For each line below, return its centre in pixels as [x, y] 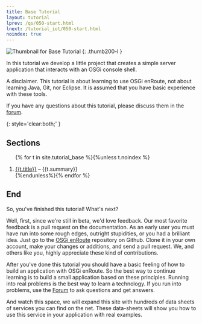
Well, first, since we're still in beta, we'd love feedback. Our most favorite [97, 220]
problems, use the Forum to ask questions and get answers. [80, 290]
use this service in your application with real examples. [74, 314]
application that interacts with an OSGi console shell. [72, 69]
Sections [23, 143]
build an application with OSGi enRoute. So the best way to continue [91, 271]
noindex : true [24, 34]
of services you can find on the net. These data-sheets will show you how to [101, 308]
